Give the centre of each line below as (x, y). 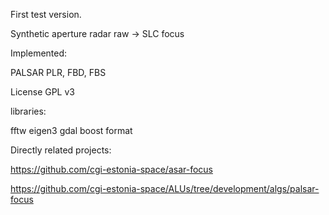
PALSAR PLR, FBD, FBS (58, 72)
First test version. (46, 14)
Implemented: (39, 53)
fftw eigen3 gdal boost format (71, 130)
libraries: (28, 111)
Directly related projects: (61, 150)
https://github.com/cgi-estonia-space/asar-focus (111, 169)
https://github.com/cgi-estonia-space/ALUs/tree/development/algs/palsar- (165, 188)
